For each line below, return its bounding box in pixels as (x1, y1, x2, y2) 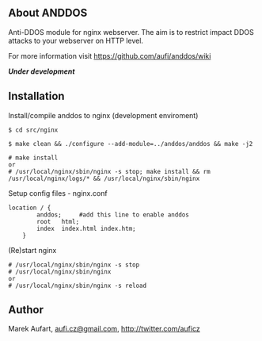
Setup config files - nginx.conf (8, 188, 108, 197)
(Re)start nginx (8, 245, 57, 255)
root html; (36, 217, 80, 225)
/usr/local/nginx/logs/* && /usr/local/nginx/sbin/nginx (8, 174, 200, 182)
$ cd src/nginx (8, 126, 59, 134)
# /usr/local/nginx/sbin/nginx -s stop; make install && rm (8, 167, 211, 175)
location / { (8, 204, 51, 212)
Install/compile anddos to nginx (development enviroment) (8, 110, 199, 120)
